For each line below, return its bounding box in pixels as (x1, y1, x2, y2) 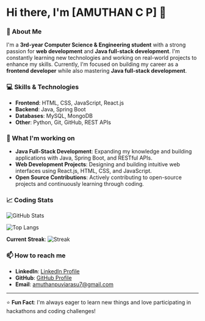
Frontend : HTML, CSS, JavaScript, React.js (15, 99, 124, 106)
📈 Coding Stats (6, 196, 54, 204)
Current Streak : (6, 235, 47, 243)
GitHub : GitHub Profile (15, 274, 72, 281)
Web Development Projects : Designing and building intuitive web (15, 161, 181, 168)
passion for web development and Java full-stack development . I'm (6, 48, 180, 55)
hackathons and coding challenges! (6, 307, 96, 314)
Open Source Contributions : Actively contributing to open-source (15, 174, 182, 181)
